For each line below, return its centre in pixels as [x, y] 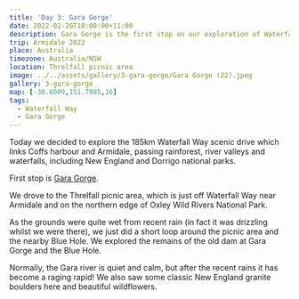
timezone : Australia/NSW [55, 59]
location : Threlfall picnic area [71, 68]
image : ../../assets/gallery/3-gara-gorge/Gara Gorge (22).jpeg [131, 76]
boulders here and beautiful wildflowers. [83, 287]
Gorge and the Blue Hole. [56, 251]
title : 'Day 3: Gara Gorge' [61, 17]
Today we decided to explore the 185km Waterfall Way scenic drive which [145, 142]
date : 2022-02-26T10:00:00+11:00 [71, 26]
